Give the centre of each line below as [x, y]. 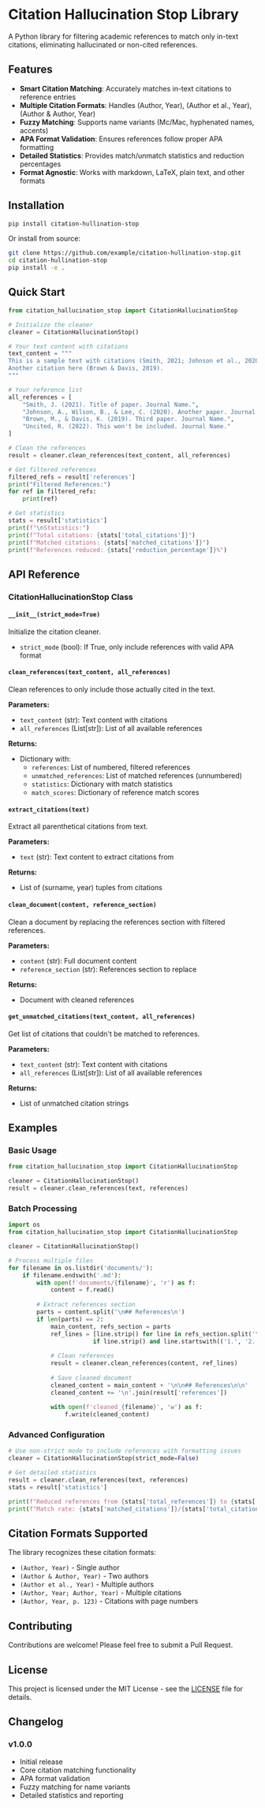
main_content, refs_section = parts [110, 1326]
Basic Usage [33, 1150]
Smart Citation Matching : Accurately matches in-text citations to [125, 88]
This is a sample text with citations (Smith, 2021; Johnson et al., [125, 361]
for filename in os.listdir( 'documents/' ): [81, 1268]
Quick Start [37, 292]
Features [30, 70]
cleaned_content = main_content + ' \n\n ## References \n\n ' [149, 1385]
